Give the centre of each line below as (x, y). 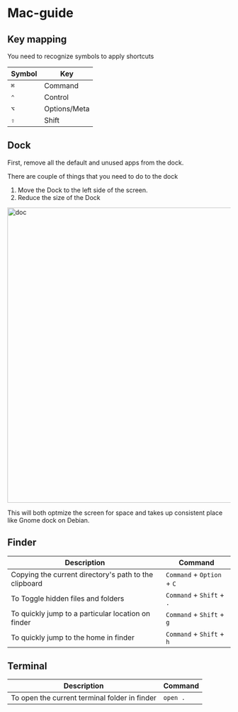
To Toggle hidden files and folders (68, 599)
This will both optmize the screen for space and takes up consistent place (115, 513)
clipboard (27, 583)
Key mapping (37, 39)
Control (56, 97)
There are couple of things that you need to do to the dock (93, 176)
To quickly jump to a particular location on (81, 613)
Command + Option (194, 574)
